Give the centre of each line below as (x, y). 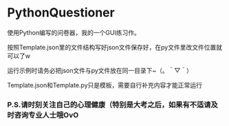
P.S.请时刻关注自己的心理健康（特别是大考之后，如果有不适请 (109, 105)
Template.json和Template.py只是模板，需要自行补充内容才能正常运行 (105, 85)
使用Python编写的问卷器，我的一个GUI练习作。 (74, 32)
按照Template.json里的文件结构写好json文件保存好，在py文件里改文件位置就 (115, 47)
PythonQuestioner (61, 13)
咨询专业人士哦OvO (46, 115)
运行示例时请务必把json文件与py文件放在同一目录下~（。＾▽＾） (100, 70)
